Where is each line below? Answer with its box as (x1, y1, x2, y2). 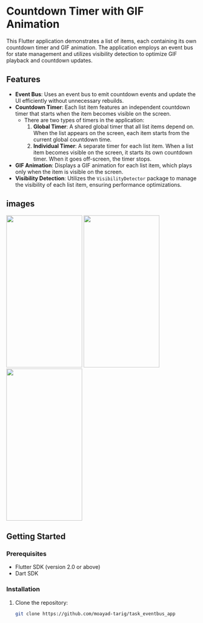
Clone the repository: (15, 599, 68, 606)
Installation (6, 585, 41, 594)
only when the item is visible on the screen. (15, 168, 124, 175)
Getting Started (6, 531, 66, 541)
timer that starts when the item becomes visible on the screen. (15, 110, 171, 117)
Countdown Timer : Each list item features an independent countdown (15, 103, 190, 111)
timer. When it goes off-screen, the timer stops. (33, 155, 152, 162)
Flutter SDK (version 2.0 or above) (15, 563, 101, 571)
